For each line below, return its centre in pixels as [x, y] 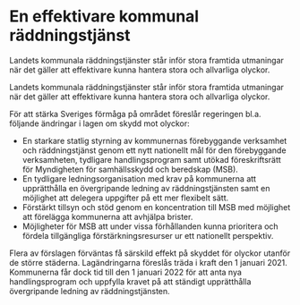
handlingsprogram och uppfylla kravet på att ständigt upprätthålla [130, 281]
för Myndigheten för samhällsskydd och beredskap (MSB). [130, 169]
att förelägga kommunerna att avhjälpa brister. [107, 216]
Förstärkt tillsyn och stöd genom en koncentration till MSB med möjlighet [156, 207]
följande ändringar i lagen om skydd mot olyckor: [99, 123]
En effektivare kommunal [104, 17]
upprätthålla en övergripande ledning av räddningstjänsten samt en [146, 188]
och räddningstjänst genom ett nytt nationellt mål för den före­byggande [154, 150]
